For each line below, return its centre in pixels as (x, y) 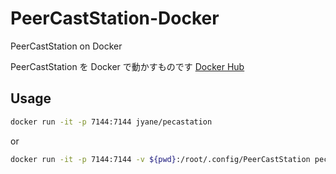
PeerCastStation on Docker (66, 46)
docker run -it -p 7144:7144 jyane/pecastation (111, 122)
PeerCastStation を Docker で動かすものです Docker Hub (127, 66)
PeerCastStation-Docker (115, 18)
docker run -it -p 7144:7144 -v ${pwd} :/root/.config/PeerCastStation (160, 159)
